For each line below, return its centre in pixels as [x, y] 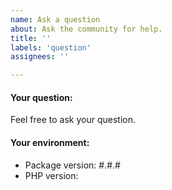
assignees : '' [40, 57]
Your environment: [50, 142]
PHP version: [51, 175]
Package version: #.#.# [72, 165]
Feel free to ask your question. [73, 120]
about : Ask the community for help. [86, 29]
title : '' [31, 38]
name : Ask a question [55, 19]
